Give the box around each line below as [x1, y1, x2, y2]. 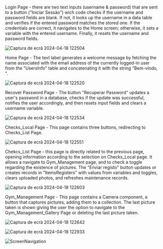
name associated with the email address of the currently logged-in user [5, 60, 150, 66]
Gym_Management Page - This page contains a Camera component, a [5, 194, 148, 200]
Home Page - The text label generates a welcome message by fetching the [5, 55, 157, 61]
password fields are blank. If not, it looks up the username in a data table [5, 15, 152, 20]
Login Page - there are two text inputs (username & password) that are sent [5, 4, 158, 10]
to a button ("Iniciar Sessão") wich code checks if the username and [5, 9, 143, 15]
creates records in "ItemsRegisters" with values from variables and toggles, [5, 170, 158, 176]
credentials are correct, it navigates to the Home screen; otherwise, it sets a [5, 25, 159, 31]
